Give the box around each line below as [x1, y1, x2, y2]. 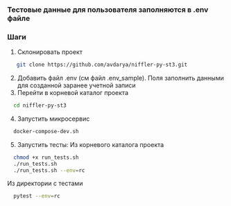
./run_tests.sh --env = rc [13, 166, 85, 174]
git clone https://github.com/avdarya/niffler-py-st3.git [16, 61, 188, 69]
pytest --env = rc [13, 193, 60, 200]
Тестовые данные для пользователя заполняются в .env [7, 5, 209, 15]
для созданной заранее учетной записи [17, 81, 137, 89]
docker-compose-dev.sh [13, 128, 79, 135]
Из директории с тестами [7, 179, 83, 188]
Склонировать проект [17, 48, 83, 56]
